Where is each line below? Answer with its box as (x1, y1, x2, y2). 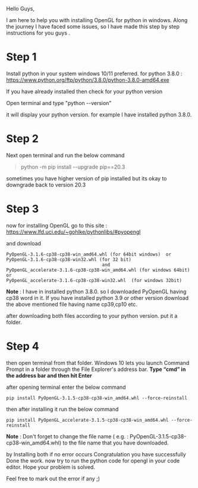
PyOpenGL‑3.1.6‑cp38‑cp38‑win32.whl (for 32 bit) (6, 256, 132, 262)
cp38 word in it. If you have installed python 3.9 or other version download (6, 294, 189, 301)
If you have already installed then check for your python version (6, 88, 163, 95)
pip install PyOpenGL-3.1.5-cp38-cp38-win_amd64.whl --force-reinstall (6, 395, 187, 401)
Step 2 (6, 132, 39, 146)
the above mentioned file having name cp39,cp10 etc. (6, 300, 138, 308)
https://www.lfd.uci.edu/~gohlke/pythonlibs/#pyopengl (6, 228, 141, 235)
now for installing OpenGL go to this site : (6, 222, 108, 229)
